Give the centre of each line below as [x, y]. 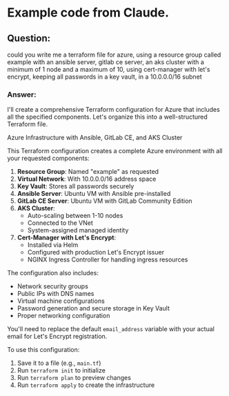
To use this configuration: [43, 350]
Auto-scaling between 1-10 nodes [75, 216]
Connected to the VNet [60, 223]
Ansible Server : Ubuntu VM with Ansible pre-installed [94, 194]
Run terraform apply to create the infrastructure [86, 385]
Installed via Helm [53, 245]
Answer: [22, 95]
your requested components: [48, 158]
